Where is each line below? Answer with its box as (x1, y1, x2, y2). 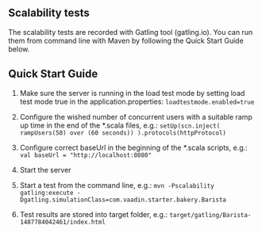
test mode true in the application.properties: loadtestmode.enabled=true (19, 97, 255, 106)
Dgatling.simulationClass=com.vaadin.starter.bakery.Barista (19, 196, 227, 204)
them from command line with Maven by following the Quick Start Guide (8, 36, 244, 45)
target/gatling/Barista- (169, 211, 252, 219)
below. (8, 44, 30, 54)
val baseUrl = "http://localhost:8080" (19, 151, 152, 159)
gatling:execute (19, 189, 74, 197)
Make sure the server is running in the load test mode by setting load (19, 88, 245, 97)
